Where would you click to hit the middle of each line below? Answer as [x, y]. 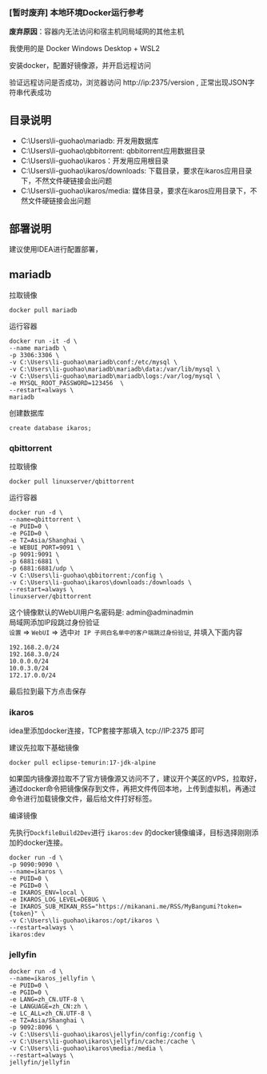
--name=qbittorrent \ [45, 520]
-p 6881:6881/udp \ [42, 569]
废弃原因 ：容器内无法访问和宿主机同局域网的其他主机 [97, 32]
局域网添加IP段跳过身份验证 [54, 623]
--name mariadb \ [38, 348]
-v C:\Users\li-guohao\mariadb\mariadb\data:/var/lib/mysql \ [115, 369]
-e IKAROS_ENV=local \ [47, 893]
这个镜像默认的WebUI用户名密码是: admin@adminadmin [102, 612]
